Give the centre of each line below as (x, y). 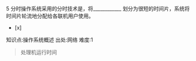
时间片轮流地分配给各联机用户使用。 (50, 16)
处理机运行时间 (39, 52)
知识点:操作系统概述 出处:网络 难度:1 (49, 40)
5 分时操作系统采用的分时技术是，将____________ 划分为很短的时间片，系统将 (98, 9)
